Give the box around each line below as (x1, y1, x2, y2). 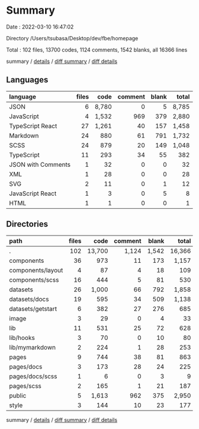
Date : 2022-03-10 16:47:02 (6, 23, 74, 30)
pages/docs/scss (9, 372, 57, 380)
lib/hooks (9, 333, 36, 342)
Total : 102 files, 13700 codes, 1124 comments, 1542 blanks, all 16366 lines (6, 46, 188, 53)
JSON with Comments (9, 160, 71, 169)
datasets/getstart (9, 304, 57, 313)
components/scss (9, 275, 59, 284)
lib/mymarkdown (9, 343, 56, 351)
